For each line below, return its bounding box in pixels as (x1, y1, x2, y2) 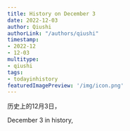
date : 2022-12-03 (7, 17, 58, 24)
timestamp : (7, 36, 39, 43)
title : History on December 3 (7, 10, 96, 18)
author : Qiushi (7, 23, 52, 30)
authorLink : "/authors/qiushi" (7, 29, 99, 37)
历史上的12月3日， (7, 102, 61, 111)
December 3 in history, (7, 116, 74, 125)
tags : (7, 69, 23, 76)
